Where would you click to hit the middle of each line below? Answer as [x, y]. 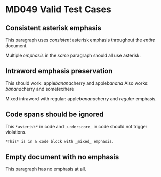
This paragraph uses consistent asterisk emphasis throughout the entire [80, 40]
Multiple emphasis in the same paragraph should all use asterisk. [73, 55]
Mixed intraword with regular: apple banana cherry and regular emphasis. [81, 98]
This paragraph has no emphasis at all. [46, 169]
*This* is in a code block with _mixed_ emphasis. [60, 141]
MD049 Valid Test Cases [58, 9]
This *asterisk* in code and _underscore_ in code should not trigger [76, 126]
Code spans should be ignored [54, 115]
